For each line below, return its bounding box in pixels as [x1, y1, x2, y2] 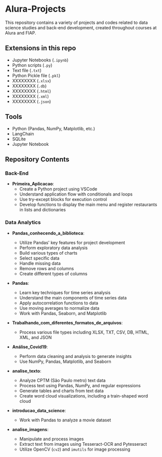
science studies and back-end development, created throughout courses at [5, 24, 157, 30]
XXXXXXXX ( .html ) [12, 88, 51, 94]
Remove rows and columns [19, 265, 74, 271]
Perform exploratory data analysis [19, 245, 88, 251]
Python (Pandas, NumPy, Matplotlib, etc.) [12, 125, 95, 131]
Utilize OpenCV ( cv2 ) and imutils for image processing [19, 446, 131, 452]
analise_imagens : [12, 426, 49, 432]
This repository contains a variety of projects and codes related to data [5, 20, 148, 25]
